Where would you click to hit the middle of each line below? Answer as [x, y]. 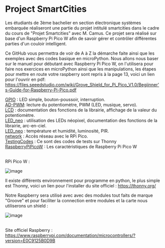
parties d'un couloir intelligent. [36, 43]
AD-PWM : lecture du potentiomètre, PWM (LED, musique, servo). [71, 105]
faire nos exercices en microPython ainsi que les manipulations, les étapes [81, 69]
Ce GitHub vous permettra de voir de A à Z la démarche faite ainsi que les [80, 53]
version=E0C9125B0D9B [30, 241]
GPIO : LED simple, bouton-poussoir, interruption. [55, 99]
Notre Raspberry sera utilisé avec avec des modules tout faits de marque [79, 195]
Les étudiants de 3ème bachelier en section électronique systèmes [73, 23]
